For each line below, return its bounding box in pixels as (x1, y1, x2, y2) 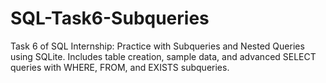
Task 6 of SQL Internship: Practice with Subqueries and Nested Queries (10, 40, 305, 52)
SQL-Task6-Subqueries (10, 7, 210, 30)
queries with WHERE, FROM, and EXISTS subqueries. (10, 61, 230, 73)
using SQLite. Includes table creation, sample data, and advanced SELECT (10, 50, 317, 62)
